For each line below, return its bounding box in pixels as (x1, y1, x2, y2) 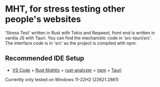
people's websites (5, 14, 81, 25)
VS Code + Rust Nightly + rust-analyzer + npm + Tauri (12, 67, 122, 73)
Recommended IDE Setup (5, 54, 85, 63)
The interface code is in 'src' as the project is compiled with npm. (5, 40, 137, 46)
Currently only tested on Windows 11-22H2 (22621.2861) (5, 76, 119, 82)
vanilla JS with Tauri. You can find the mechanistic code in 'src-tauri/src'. (5, 35, 153, 41)
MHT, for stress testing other (5, 3, 125, 15)
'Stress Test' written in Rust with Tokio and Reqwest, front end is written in (5, 30, 155, 35)
